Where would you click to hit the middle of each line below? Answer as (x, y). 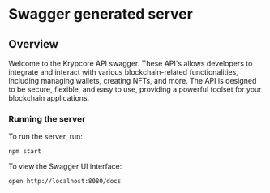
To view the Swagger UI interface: (65, 166)
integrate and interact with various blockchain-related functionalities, (124, 72)
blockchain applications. (49, 98)
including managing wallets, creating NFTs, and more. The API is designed (133, 81)
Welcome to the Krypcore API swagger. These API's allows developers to (131, 63)
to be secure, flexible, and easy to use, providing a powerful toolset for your (135, 89)
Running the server (47, 118)
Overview (34, 44)
